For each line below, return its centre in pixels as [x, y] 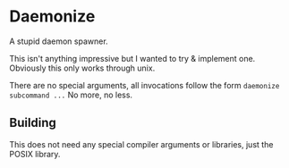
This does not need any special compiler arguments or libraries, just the [141, 144]
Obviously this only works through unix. [82, 68]
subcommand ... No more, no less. [71, 95]
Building [33, 123]
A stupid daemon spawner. [59, 41]
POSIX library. [35, 154]
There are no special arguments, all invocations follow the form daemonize [144, 85]
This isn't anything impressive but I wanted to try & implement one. [132, 58]
